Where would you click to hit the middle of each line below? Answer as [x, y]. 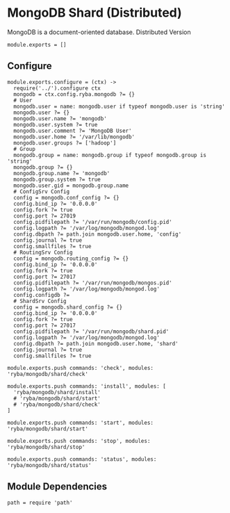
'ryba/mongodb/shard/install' [57, 392]
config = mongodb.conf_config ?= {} [66, 197]
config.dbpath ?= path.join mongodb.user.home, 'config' [98, 234]
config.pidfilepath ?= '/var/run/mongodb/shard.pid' [91, 332]
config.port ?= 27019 [45, 216]
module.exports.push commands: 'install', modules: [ [87, 386]
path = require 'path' [40, 503]
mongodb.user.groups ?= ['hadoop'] [65, 143]
